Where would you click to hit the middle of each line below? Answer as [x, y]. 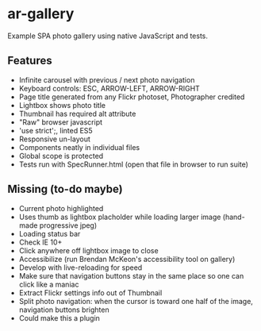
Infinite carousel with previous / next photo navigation [107, 79]
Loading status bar [50, 233]
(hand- [234, 217]
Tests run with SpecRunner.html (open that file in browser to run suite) [134, 164]
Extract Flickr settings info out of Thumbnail [90, 293]
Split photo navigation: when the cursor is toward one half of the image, [136, 301]
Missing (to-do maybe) [65, 189]
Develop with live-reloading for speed [81, 267]
